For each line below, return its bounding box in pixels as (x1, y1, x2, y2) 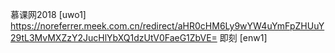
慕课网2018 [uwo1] (10, 9, 87, 20)
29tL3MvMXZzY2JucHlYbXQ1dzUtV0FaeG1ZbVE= (10, 32, 218, 43)
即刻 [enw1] (219, 32, 268, 43)
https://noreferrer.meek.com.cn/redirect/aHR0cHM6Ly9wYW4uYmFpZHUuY (10, 20, 325, 32)
